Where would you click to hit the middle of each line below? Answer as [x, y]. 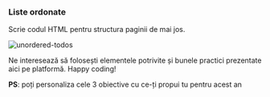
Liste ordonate [37, 12]
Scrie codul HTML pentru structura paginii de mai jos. [97, 30]
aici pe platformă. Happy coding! [62, 69]
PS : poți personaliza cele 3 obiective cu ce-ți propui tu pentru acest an [125, 85]
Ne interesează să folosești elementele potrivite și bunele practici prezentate [135, 61]
